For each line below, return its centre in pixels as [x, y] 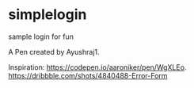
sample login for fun [41, 36]
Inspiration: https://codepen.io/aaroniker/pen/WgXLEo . [97, 67]
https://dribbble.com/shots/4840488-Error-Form [88, 75]
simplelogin [48, 15]
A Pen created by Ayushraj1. [54, 52]
